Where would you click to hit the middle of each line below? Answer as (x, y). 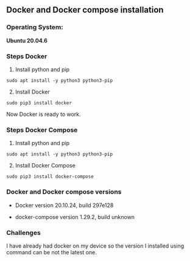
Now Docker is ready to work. (44, 114)
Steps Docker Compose (42, 130)
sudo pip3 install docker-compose (50, 177)
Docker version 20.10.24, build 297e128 (64, 205)
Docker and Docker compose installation (85, 10)
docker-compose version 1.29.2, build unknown (75, 217)
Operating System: (35, 27)
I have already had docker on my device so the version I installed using (95, 246)
